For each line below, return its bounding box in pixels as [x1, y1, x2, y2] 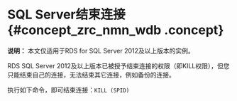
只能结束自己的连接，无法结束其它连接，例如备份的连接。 [7, 70, 175, 79]
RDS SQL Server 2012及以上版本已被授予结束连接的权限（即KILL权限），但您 [7, 61, 230, 70]
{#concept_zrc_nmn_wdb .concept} [7, 22, 224, 38]
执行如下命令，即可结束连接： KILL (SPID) [7, 85, 130, 94]
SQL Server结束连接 [7, 6, 126, 23]
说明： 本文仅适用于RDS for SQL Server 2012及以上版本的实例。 [7, 46, 195, 55]
